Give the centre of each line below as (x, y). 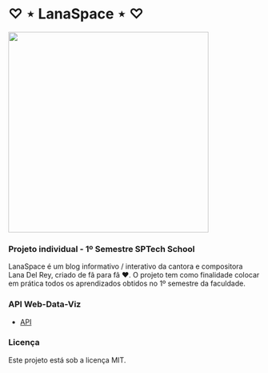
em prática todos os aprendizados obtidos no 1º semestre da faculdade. (127, 284)
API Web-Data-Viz (45, 304)
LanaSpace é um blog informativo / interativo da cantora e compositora (126, 266)
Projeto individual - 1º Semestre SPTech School (102, 249)
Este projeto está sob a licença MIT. (67, 360)
